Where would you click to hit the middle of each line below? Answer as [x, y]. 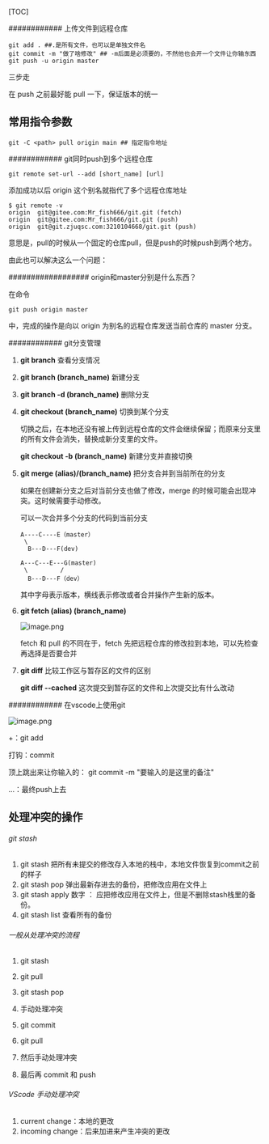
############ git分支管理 [55, 342]
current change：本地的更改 [67, 1121]
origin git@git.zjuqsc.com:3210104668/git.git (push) [103, 227]
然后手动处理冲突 [48, 1057]
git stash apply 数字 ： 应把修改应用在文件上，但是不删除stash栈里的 [134, 895]
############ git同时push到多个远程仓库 [81, 159]
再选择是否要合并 [48, 653]
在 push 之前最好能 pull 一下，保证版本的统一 [83, 94]
